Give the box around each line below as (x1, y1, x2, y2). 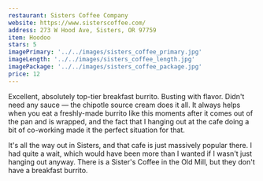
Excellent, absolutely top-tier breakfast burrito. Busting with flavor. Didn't (8, 91, 245, 101)
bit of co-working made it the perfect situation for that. (8, 125, 185, 135)
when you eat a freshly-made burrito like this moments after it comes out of (8, 108, 254, 118)
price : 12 (8, 70, 41, 78)
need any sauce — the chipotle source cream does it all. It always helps (8, 100, 241, 109)
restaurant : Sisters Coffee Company (8, 11, 128, 20)
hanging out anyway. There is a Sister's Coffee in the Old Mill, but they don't (8, 157, 255, 166)
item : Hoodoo (8, 33, 51, 42)
